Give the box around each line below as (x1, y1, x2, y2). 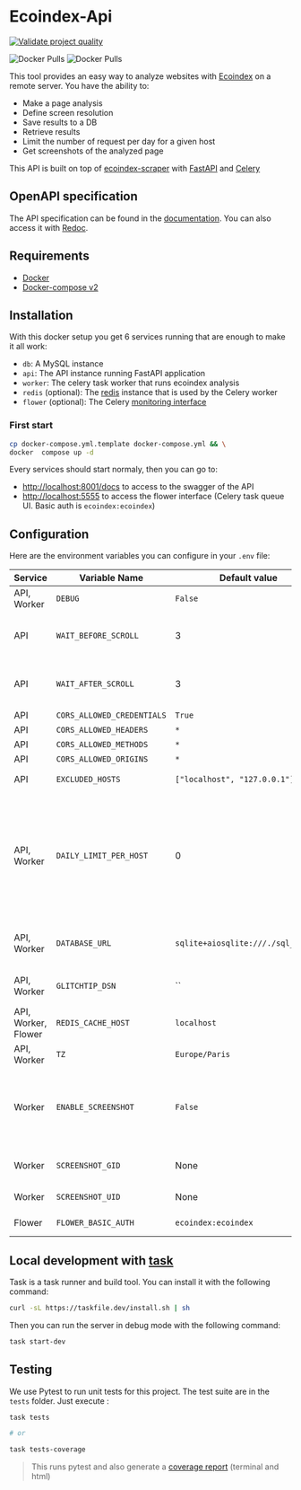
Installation (9, 307, 73, 322)
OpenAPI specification (9, 189, 139, 204)
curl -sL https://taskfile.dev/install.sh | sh (9, 1304, 191, 1313)
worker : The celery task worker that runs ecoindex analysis (21, 377, 240, 388)
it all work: (9, 341, 47, 352)
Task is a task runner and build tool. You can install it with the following (9, 1277, 271, 1288)
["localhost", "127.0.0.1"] (175, 774, 295, 785)
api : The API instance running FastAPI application (21, 368, 206, 379)
